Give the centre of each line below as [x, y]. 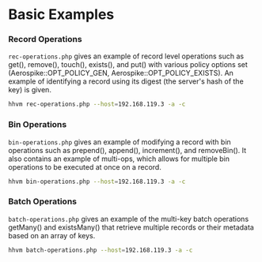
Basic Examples [61, 15]
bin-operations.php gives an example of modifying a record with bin [120, 142]
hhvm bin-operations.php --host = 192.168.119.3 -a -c [97, 182]
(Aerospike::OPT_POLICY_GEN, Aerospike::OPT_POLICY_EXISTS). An [121, 73]
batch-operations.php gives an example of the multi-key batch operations [129, 219]
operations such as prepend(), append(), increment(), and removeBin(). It [127, 150]
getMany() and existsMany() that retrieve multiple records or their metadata [131, 227]
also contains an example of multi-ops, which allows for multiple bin [119, 159]
